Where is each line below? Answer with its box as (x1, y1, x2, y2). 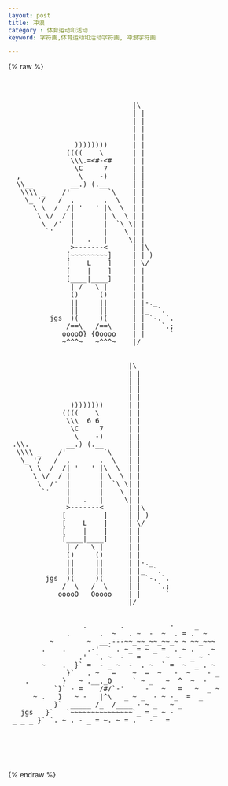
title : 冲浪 (8, 19, 45, 27)
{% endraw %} (8, 770, 57, 780)
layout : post (8, 11, 51, 20)
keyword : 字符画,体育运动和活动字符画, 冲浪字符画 (8, 33, 156, 42)
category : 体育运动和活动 (8, 26, 89, 34)
